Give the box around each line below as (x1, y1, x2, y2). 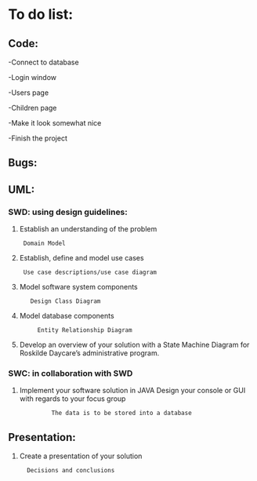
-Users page (8, 88, 49, 97)
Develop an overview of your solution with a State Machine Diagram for (19, 340, 250, 350)
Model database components (19, 312, 115, 321)
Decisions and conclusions (27, 467, 115, 475)
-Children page (8, 104, 57, 112)
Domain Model (23, 239, 66, 248)
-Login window (8, 73, 57, 82)
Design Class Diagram (30, 297, 101, 305)
